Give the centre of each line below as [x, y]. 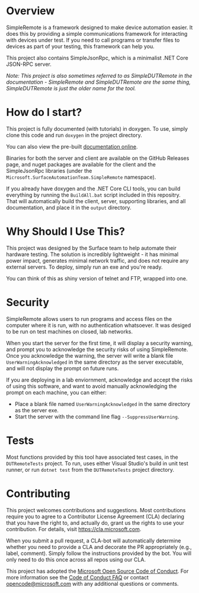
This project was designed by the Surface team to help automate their [91, 248]
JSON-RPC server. [29, 64]
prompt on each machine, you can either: [56, 392]
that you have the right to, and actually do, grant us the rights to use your [95, 523]
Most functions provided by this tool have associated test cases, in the [92, 457]
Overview [31, 11]
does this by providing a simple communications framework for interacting [97, 33]
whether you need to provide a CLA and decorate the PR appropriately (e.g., [99, 547]
